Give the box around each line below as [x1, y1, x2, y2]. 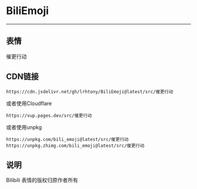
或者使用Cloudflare [6, 100, 52, 107]
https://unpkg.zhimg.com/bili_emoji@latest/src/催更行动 [6, 143, 145, 148]
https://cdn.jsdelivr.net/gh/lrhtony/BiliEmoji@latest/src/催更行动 [6, 89, 174, 95]
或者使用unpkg [6, 123, 42, 130]
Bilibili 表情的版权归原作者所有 [6, 177, 79, 184]
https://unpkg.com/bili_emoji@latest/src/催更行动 [6, 136, 129, 142]
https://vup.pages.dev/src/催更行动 [6, 113, 92, 119]
